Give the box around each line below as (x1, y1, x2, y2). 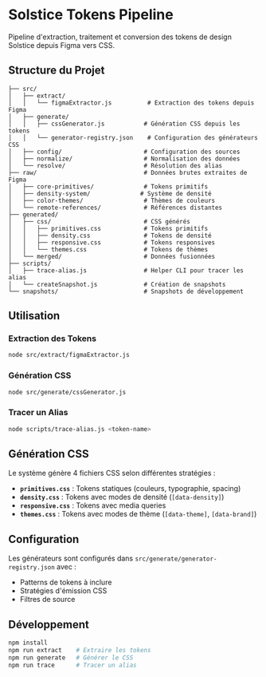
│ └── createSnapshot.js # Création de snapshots (8, 280, 226, 288)
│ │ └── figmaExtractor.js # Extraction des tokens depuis (8, 98, 255, 107)
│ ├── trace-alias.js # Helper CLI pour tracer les (8, 266, 244, 275)
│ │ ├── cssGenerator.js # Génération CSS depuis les (8, 120, 241, 128)
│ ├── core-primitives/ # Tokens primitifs (8, 182, 209, 191)
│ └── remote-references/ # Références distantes (8, 204, 223, 212)
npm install (8, 639, 48, 647)
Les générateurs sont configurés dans (8, 553, 134, 564)
